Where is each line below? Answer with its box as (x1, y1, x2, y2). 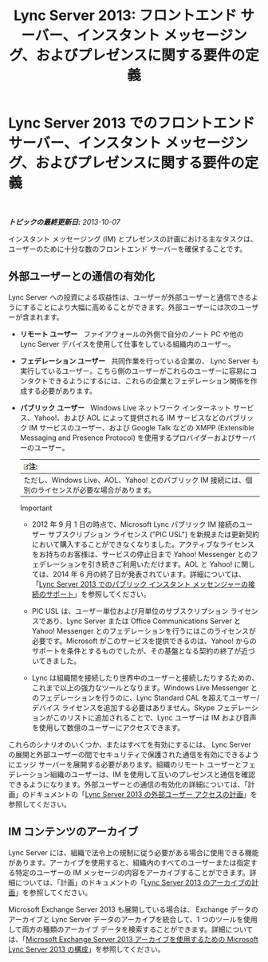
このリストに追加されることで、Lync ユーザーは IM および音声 (53, 713, 257, 722)
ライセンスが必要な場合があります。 (37, 485, 156, 494)
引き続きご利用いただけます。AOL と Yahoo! (87, 560, 233, 569)
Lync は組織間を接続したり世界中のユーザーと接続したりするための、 (31, 673, 259, 682)
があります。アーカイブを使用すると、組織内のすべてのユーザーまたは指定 (8, 858, 251, 867)
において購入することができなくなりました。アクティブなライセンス (31, 540, 255, 549)
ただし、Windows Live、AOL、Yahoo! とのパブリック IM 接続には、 (23, 475, 246, 485)
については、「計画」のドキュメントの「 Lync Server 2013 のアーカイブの (14, 878, 252, 887)
